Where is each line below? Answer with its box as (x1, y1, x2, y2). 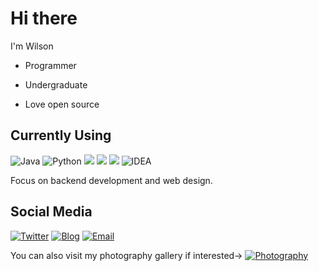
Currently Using (10, 127, 112, 144)
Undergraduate (24, 78, 88, 91)
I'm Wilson (10, 40, 54, 52)
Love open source (24, 98, 100, 110)
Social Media (10, 203, 93, 221)
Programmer (24, 59, 77, 71)
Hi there (10, 7, 78, 30)
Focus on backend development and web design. (10, 174, 213, 186)
